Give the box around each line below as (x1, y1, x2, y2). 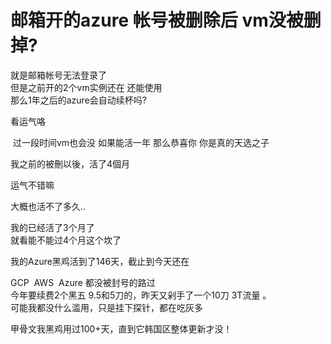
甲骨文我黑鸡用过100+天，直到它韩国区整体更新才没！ (10, 322, 233, 335)
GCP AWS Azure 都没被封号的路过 (10, 276, 156, 288)
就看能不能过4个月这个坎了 (10, 234, 122, 246)
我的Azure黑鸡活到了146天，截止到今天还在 (10, 255, 190, 267)
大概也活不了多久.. (10, 200, 87, 212)
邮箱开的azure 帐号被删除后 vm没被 (10, 9, 304, 32)
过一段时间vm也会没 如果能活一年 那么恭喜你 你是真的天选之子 (12, 136, 270, 148)
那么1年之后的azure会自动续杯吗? (10, 94, 147, 106)
